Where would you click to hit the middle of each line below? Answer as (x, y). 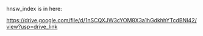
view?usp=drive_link (32, 27)
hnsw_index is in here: (34, 9)
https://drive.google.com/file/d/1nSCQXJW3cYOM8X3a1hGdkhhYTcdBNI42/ (101, 20)
